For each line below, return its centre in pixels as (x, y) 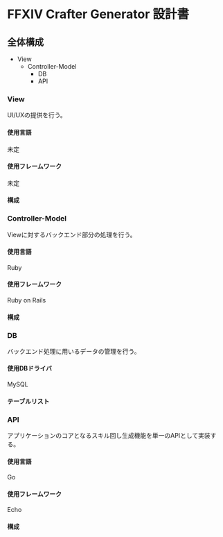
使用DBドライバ (30, 368)
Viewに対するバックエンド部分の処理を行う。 (72, 235)
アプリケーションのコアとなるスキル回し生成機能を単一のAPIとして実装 (109, 435)
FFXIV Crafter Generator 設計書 (98, 14)
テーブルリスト (28, 401)
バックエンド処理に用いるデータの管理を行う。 (74, 351)
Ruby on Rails (27, 300)
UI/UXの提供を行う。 (37, 115)
